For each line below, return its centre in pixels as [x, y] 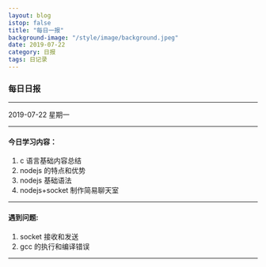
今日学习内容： [32, 141]
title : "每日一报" [36, 30]
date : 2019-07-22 [37, 45]
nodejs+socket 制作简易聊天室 [69, 190]
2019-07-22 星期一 [39, 115]
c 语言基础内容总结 [50, 161]
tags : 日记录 [28, 60]
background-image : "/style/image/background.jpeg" [93, 38]
